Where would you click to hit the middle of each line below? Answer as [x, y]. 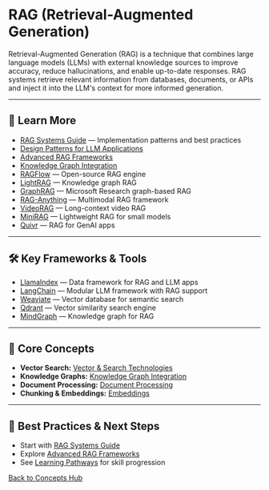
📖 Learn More [42, 120]
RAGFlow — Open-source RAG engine [83, 174]
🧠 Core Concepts [51, 349]
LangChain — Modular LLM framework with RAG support [114, 291]
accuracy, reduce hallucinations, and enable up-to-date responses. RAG [127, 70]
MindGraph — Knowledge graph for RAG [87, 316]
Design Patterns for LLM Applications [82, 148]
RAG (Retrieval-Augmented [101, 15]
